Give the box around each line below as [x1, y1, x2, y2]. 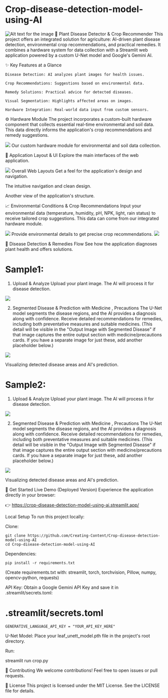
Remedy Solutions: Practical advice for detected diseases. [5, 90, 134, 95]
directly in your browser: [5, 492, 56, 498]
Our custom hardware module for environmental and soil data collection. [11, 142, 161, 148]
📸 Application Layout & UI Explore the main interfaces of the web [5, 152, 139, 158]
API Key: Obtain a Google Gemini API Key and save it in [5, 584, 119, 590]
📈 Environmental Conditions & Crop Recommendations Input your [5, 203, 141, 209]
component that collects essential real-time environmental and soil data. [5, 121, 154, 127]
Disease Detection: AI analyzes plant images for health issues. [5, 72, 144, 77]
